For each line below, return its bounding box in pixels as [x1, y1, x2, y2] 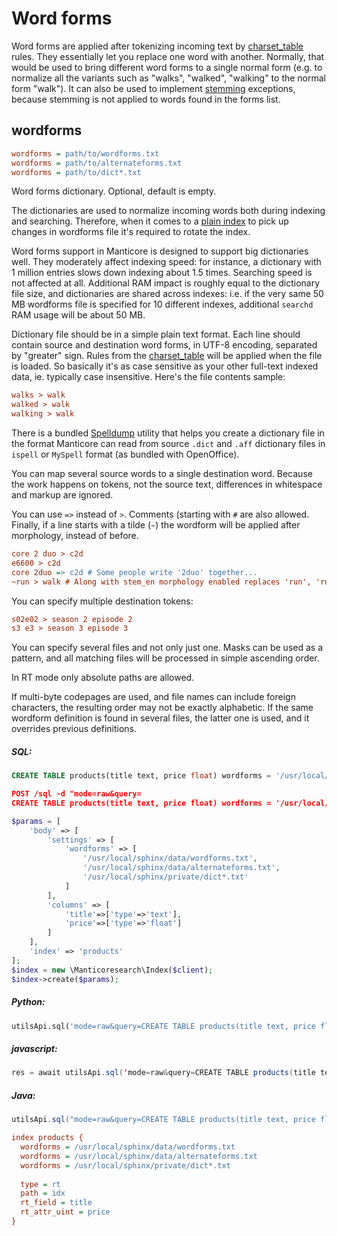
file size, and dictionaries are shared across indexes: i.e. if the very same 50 [11, 288, 324, 300]
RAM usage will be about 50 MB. [11, 309, 146, 321]
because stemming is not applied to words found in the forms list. [11, 93, 281, 105]
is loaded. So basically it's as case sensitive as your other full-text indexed [11, 360, 319, 372]
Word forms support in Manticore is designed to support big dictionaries [11, 245, 309, 257]
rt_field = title [20, 1198, 93, 1208]
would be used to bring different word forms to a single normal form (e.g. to [11, 61, 323, 73]
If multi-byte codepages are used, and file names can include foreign [11, 691, 296, 703]
